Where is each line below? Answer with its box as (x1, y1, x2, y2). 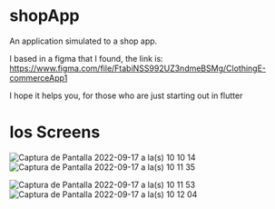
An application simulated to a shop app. (9, 35, 158, 46)
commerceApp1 (9, 72, 68, 83)
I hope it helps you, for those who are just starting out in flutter (9, 90, 243, 101)
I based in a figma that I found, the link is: (9, 53, 163, 64)
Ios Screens (9, 122, 101, 143)
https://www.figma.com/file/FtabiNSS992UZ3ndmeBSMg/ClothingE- (9, 63, 266, 74)
